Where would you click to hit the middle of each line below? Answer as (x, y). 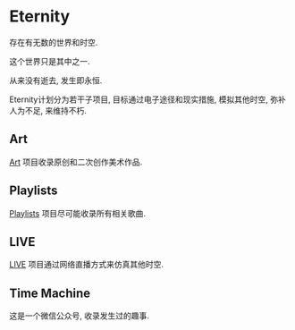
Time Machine (50, 293)
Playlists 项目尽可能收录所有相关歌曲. (77, 213)
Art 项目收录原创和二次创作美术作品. (76, 162)
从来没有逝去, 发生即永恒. (56, 80)
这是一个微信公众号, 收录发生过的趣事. (80, 316)
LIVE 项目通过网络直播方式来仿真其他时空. (86, 265)
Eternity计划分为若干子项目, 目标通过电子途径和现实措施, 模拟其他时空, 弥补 (147, 99)
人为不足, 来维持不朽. (48, 110)
